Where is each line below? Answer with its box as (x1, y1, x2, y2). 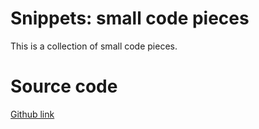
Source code (10, 75, 118, 98)
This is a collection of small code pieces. (10, 40, 178, 52)
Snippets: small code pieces (10, 7, 250, 30)
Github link (10, 108, 55, 120)
